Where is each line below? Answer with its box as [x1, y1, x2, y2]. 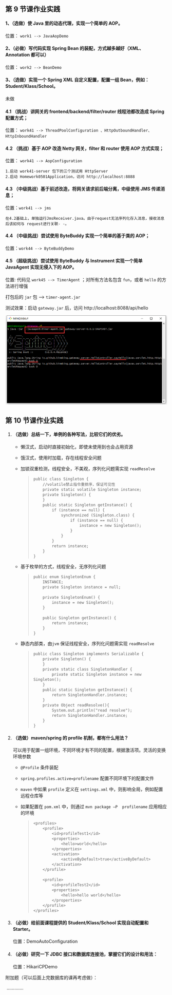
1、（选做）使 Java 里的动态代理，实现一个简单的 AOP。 [5, 20, 123, 26]
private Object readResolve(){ [43, 702, 109, 707]
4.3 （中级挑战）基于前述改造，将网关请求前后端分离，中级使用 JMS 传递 [5, 186, 161, 192]
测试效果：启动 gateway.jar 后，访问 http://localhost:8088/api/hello [5, 305, 148, 311]
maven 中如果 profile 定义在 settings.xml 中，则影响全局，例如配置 [20, 786, 163, 792]
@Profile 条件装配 [20, 764, 59, 771]
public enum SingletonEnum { [33, 574, 96, 579]
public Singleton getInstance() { [43, 615, 117, 620]
